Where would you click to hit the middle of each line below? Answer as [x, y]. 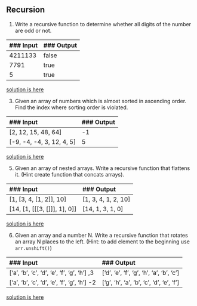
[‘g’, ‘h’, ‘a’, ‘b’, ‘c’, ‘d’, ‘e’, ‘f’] [141, 282]
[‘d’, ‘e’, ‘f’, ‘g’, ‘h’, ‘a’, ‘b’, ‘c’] [141, 273]
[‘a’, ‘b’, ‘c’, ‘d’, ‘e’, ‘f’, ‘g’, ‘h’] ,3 [52, 273]
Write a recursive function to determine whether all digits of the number [103, 24]
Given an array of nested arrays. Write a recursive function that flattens [102, 168]
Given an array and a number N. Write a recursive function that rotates [101, 235]
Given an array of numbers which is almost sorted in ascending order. [101, 101]
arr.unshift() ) [33, 248]
